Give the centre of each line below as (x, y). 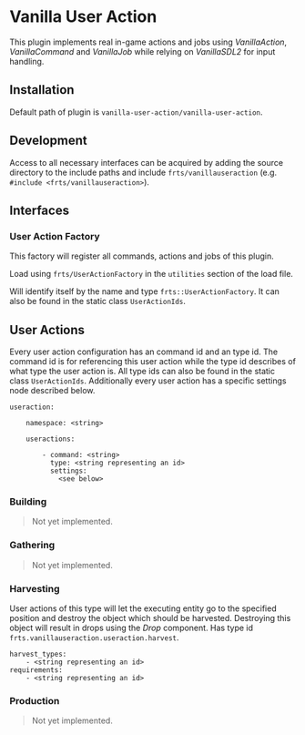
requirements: (36, 670)
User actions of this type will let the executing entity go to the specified (143, 608)
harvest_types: (38, 654)
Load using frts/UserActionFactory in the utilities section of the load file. (152, 274)
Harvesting (35, 588)
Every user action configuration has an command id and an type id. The (144, 352)
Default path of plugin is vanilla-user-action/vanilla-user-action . (136, 112)
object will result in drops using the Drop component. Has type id (131, 628)
